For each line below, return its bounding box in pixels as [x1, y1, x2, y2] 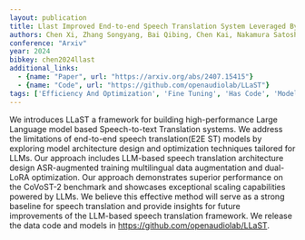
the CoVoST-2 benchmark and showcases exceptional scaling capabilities [9, 181, 286, 192]
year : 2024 [9, 47, 51, 56]
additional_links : [9, 64, 79, 73]
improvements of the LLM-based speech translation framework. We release [9, 210, 293, 221]
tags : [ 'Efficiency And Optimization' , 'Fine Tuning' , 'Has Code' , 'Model [9, 89, 299, 98]
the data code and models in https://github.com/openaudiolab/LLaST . [9, 219, 271, 231]
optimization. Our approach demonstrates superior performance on [31, 171, 284, 182]
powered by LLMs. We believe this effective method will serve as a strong [9, 191, 285, 202]
